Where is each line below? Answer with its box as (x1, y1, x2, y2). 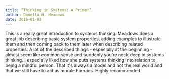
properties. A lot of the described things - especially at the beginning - (5, 46, 153, 53)
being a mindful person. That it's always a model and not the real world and (5, 62, 163, 68)
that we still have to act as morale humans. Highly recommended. (5, 68, 142, 74)
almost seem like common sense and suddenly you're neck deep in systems (5, 52, 164, 58)
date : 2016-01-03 (5, 17, 42, 22)
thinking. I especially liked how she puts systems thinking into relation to (5, 57, 156, 63)
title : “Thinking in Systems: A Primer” (5, 7, 92, 13)
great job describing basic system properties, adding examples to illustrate (5, 36, 161, 42)
